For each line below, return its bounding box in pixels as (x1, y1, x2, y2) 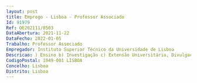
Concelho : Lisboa (6, 63, 49, 69)
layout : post (6, 8, 38, 15)
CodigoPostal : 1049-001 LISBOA (6, 57, 83, 63)
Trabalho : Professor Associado (6, 41, 83, 47)
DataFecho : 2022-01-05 (6, 36, 62, 41)
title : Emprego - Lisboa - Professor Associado (6, 14, 125, 20)
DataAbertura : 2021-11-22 (6, 30, 69, 36)
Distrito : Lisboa (6, 68, 49, 74)
